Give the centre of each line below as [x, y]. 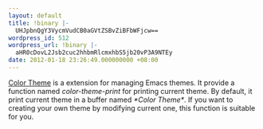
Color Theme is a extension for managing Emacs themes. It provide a [122, 82]
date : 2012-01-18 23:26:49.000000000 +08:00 [83, 61]
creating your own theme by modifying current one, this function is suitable [132, 107]
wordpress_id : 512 [39, 38]
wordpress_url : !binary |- [53, 45]
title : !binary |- [39, 23]
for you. [21, 116]
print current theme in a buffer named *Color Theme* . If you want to [121, 100]
